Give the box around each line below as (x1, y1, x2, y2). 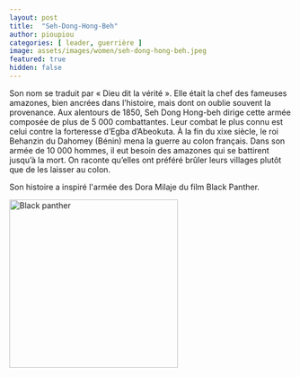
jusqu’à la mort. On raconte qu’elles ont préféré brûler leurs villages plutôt (9, 154, 282, 165)
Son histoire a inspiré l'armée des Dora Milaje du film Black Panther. (9, 181, 260, 192)
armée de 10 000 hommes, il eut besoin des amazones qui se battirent (9, 145, 269, 155)
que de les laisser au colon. (9, 163, 110, 175)
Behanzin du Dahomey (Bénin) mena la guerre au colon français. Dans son (9, 136, 286, 146)
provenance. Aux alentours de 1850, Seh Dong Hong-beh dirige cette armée (9, 107, 292, 118)
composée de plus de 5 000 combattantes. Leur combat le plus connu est (9, 116, 284, 127)
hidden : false (9, 64, 63, 73)
